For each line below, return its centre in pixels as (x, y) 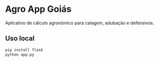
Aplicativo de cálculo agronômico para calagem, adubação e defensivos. (80, 23)
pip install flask (24, 50)
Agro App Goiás (39, 9)
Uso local (20, 38)
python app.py (20, 55)
